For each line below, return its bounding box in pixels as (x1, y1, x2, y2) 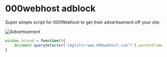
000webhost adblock (5, 3, 96, 14)
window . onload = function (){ (5, 38, 66, 43)
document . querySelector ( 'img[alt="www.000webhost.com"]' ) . (14, 43, 139, 48)
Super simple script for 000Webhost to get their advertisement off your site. (5, 19, 161, 25)
